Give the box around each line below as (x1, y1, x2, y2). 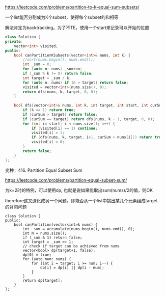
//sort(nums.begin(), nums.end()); (23, 57, 96, 62)
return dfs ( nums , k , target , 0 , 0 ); (23, 89, 98, 94)
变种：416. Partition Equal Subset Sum (5, 167, 82, 173)
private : (5, 39, 23, 44)
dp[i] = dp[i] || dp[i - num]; (40, 265, 105, 270)
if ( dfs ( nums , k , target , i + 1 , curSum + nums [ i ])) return (31, 135, 153, 140)
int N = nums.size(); (23, 231, 67, 236)
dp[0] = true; (23, 252, 52, 257)
